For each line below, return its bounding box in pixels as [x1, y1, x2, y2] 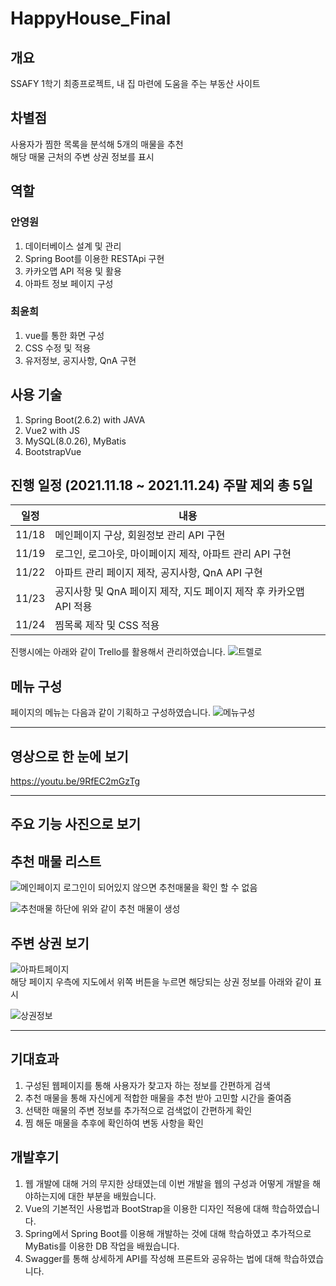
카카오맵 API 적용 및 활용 [24, 265, 122, 277]
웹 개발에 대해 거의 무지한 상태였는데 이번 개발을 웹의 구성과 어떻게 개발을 [24, 1177, 311, 1189]
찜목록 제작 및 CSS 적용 [54, 618, 160, 632]
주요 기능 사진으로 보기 [10, 816, 142, 833]
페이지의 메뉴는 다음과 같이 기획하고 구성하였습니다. [10, 707, 211, 719]
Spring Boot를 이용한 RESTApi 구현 [24, 252, 165, 264]
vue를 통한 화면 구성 [24, 329, 105, 341]
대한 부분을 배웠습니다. [68, 1190, 157, 1202]
